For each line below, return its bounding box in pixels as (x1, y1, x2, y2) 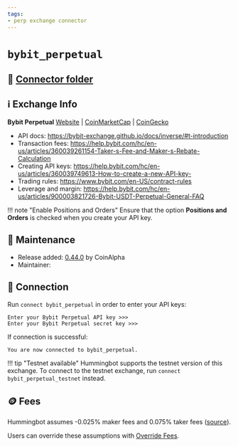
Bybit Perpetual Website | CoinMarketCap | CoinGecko (7, 117, 169, 126)
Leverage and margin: (17, 184, 82, 193)
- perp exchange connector (7, 17, 87, 24)
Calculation (17, 154, 51, 162)
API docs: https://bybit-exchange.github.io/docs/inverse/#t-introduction (17, 131, 229, 140)
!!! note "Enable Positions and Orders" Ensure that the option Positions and (7, 206, 227, 214)
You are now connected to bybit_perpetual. (7, 346, 139, 353)
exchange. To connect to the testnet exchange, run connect (7, 366, 181, 374)
